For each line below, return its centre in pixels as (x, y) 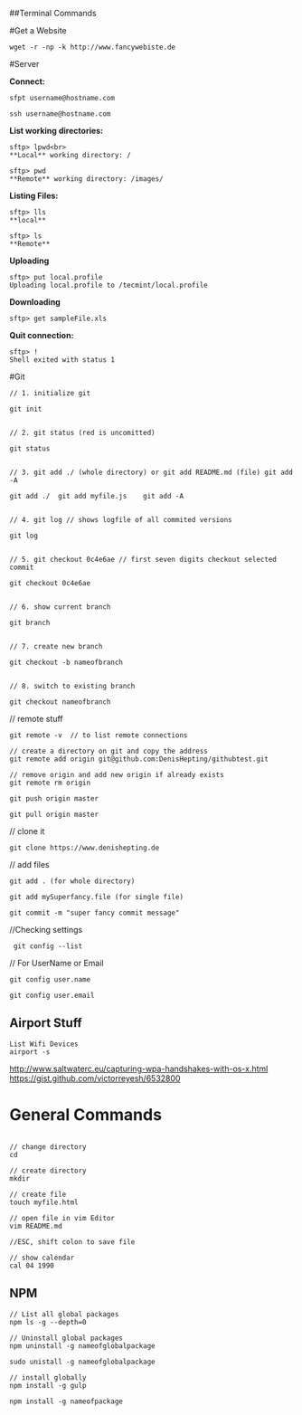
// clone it (27, 831)
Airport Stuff (46, 1023)
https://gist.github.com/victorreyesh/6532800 (95, 1078)
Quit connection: (42, 335)
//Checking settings (46, 930)
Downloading (35, 302)
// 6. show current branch (60, 607)
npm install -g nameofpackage (66, 1401)
